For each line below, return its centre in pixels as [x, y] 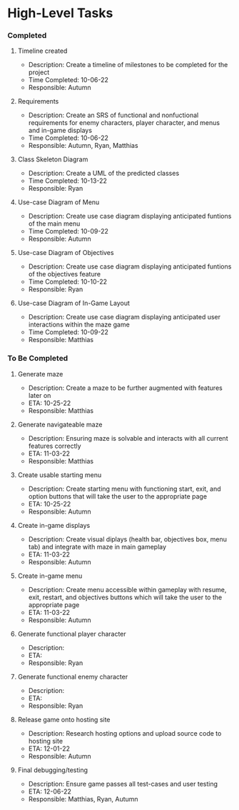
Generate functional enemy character [73, 676]
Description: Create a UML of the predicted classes [104, 174]
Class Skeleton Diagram [53, 159]
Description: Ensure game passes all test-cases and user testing [123, 784]
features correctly [55, 446]
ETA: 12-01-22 [49, 749]
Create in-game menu [50, 576]
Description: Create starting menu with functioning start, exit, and [124, 489]
